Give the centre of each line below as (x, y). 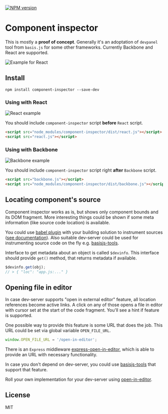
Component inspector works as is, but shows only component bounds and (82, 212)
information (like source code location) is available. (57, 222)
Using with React (26, 102)
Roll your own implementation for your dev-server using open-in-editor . (79, 379)
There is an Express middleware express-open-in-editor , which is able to (80, 349)
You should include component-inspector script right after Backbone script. (81, 170)
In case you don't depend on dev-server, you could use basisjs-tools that (80, 364)
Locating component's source (53, 200)
